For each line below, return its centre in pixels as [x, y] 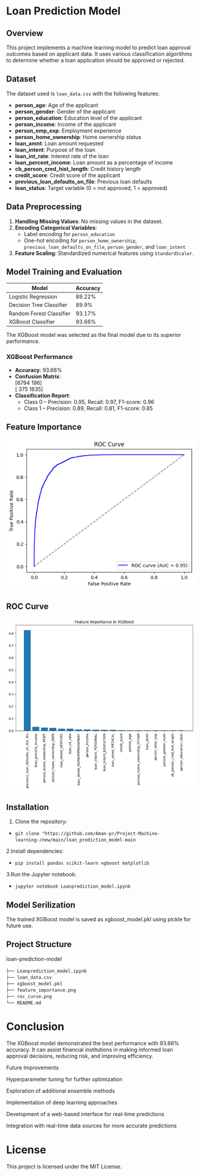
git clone [27, 834]
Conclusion [35, 1027]
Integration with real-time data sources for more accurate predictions [92, 1126]
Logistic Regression [33, 297]
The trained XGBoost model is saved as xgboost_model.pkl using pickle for [99, 919]
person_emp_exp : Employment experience [68, 131]
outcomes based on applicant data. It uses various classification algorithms [99, 54]
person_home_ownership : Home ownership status [78, 137]
